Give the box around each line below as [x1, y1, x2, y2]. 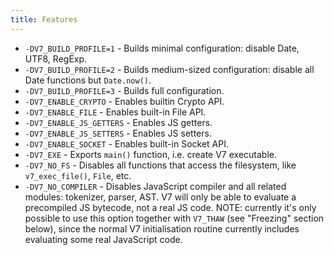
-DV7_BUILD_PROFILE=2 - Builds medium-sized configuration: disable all [24, 63, 315, 75]
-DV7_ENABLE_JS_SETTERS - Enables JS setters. [24, 127, 212, 139]
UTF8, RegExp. [24, 52, 88, 65]
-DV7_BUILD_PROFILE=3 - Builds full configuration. [24, 84, 225, 96]
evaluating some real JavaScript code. [24, 233, 183, 245]
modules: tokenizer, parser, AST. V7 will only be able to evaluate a [24, 191, 297, 203]
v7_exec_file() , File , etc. [24, 169, 132, 181]
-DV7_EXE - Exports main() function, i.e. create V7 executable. [24, 148, 278, 160]
